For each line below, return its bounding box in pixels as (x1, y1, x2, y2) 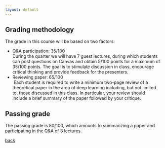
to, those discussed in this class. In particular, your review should (12, 90, 145, 96)
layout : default (5, 7, 39, 12)
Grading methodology (5, 26, 74, 34)
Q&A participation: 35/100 (12, 48, 65, 54)
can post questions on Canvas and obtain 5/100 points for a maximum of (12, 59, 161, 65)
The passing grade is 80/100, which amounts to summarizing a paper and (5, 123, 155, 129)
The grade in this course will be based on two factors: (5, 38, 115, 44)
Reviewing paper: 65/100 (12, 74, 63, 80)
